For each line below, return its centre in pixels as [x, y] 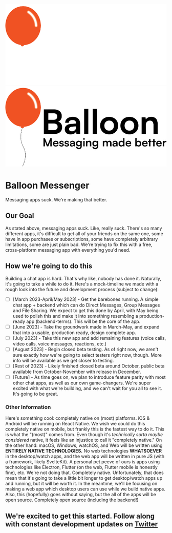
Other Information [28, 407]
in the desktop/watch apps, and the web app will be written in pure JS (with [85, 456]
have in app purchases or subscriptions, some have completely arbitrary [82, 239]
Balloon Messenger [47, 186]
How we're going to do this [49, 266]
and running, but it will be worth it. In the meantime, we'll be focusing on [81, 484]
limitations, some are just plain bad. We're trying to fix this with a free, [79, 244]
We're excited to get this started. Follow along [80, 516]
